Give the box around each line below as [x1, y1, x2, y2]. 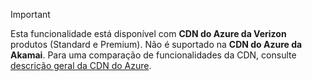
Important [10, 9, 51, 20]
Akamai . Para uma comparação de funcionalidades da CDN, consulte [10, 49, 297, 61]
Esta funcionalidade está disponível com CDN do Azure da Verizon [10, 28, 287, 39]
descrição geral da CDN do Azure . [10, 60, 152, 71]
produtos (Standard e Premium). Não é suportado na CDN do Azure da [10, 39, 303, 50]
